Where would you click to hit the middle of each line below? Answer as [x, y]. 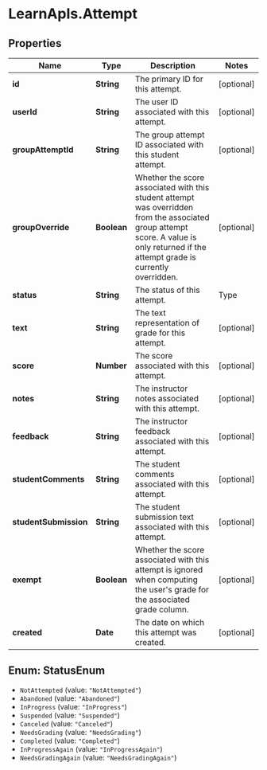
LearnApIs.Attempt [73, 14]
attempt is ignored [169, 570]
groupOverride [41, 227]
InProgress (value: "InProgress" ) [73, 706]
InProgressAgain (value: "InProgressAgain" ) [91, 749]
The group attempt [170, 135]
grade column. [162, 610]
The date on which [170, 622]
